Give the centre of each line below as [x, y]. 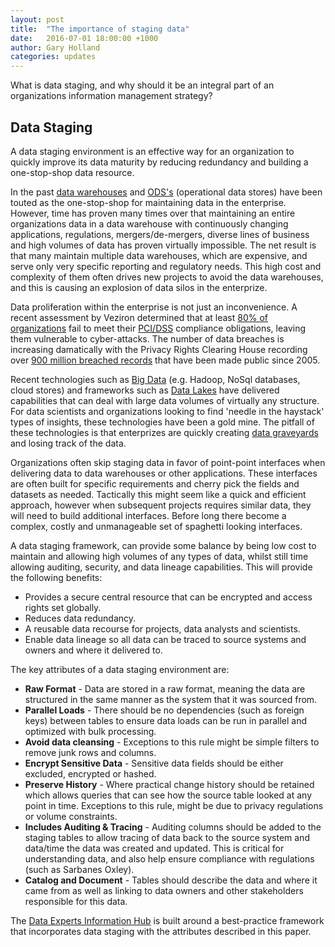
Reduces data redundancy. [80, 618]
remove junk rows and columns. [90, 752]
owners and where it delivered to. [93, 650]
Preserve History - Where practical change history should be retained [169, 784]
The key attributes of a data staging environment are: [120, 669]
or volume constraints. [71, 816]
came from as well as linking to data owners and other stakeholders [164, 890]
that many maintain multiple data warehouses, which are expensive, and [159, 255]
